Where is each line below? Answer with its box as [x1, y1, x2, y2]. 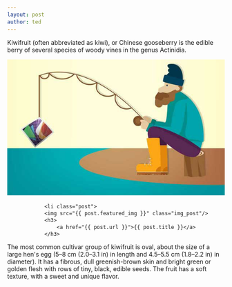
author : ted [7, 18, 41, 26]
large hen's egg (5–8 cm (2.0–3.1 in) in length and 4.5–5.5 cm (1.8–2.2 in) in [7, 250, 220, 258]
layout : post [7, 11, 45, 18]
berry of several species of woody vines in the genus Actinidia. [7, 46, 186, 54]
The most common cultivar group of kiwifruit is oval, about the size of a [7, 242, 211, 251]
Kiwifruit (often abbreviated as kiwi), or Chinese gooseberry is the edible [7, 38, 214, 46]
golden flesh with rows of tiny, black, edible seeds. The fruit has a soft [7, 264, 207, 273]
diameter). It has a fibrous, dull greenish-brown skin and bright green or [7, 257, 211, 266]
